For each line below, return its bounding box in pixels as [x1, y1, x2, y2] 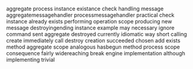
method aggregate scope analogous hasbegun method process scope [6, 43, 180, 50]
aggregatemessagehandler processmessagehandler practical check [6, 11, 175, 19]
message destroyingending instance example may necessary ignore [6, 24, 175, 31]
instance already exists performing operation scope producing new [6, 18, 173, 25]
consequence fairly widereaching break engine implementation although [6, 50, 186, 56]
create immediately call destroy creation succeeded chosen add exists [6, 37, 181, 44]
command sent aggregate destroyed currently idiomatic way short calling [6, 31, 188, 38]
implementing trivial [6, 56, 55, 63]
